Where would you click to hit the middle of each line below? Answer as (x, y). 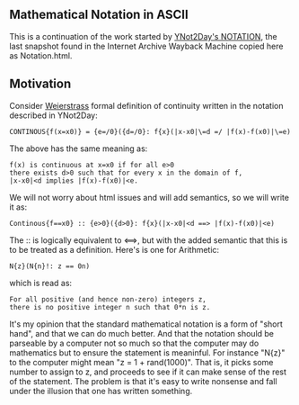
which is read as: (41, 283)
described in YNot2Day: (53, 115)
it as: (18, 207)
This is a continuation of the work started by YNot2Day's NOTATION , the (143, 36)
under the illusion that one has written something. (101, 391)
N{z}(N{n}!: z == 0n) (50, 266)
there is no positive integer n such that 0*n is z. (110, 307)
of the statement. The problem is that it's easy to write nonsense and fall (143, 381)
